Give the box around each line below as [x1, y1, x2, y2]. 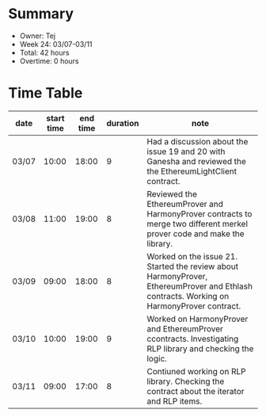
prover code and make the [146, 228, 245, 239]
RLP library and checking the [146, 342, 254, 354]
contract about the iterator [146, 385, 245, 396]
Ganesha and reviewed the [146, 155, 247, 166]
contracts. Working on [146, 290, 230, 301]
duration [106, 117, 139, 128]
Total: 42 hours [19, 48, 70, 57]
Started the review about [146, 261, 239, 272]
